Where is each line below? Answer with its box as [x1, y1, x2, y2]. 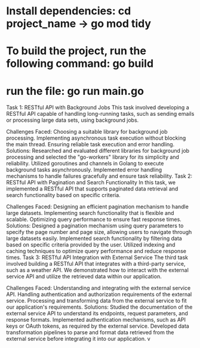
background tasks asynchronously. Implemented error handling [6, 166, 162, 174]
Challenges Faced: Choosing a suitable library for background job [6, 128, 168, 135]
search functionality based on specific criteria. [6, 192, 121, 199]
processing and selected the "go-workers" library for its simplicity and [6, 153, 179, 161]
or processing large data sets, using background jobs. [6, 116, 139, 124]
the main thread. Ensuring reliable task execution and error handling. [6, 141, 175, 148]
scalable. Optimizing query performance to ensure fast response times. [6, 216, 182, 223]
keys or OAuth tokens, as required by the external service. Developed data [6, 322, 189, 329]
